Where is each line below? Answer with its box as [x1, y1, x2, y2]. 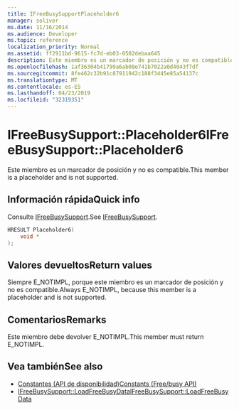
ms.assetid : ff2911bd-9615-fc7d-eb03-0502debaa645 [7, 50, 161, 58]
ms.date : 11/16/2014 [7, 23, 69, 31]
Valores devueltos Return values [7, 259, 153, 271]
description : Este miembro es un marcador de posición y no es [7, 57, 199, 64]
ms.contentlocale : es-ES [7, 83, 81, 90]
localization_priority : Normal [7, 43, 100, 50]
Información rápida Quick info [7, 193, 140, 206]
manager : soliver [7, 17, 59, 24]
